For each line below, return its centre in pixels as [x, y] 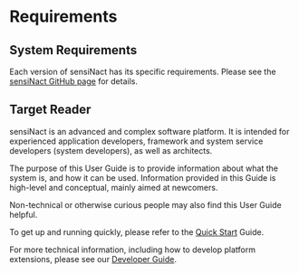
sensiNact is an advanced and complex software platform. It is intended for [149, 131]
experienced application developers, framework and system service [136, 141]
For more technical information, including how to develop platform [133, 249]
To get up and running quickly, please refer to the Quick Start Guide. [137, 231]
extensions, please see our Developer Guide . [93, 259]
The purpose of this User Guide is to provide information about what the [144, 168]
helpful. [24, 214]
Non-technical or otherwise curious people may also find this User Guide [146, 204]
